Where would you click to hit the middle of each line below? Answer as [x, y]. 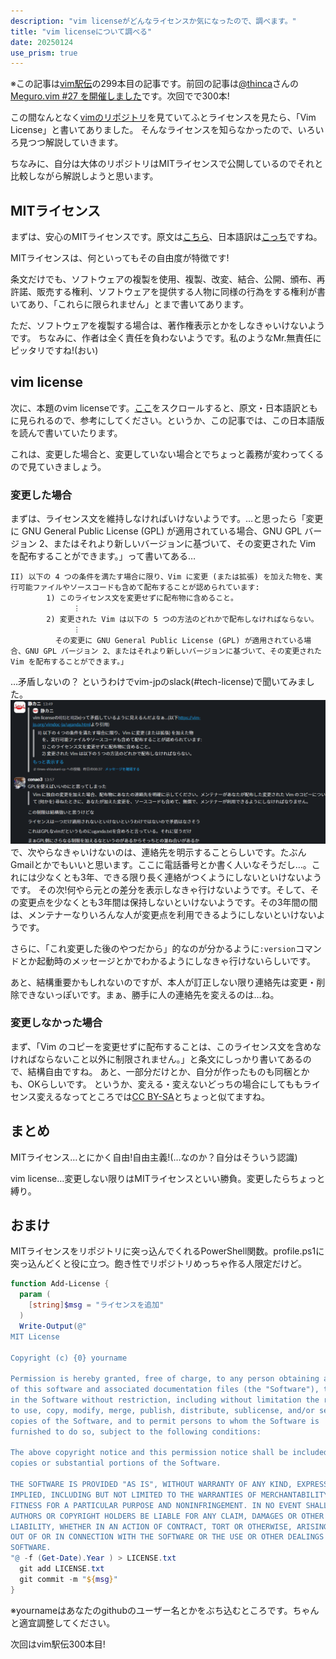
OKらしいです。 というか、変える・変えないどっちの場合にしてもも [165, 1084]
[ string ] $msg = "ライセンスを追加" [96, 1305]
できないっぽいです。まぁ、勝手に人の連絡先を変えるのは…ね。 [149, 994]
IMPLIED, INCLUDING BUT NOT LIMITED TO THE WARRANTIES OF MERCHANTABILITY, [171, 1495]
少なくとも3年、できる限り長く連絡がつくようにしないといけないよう [179, 877]
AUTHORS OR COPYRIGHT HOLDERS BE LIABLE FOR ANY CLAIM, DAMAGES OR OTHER [167, 1516]
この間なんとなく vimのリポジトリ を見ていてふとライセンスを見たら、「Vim [163, 117]
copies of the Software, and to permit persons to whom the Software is [165, 1421]
